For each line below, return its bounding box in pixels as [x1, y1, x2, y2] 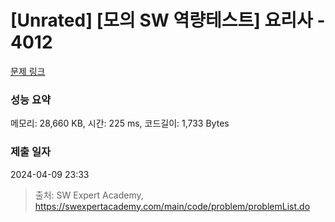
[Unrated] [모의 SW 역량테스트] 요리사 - [10, 9, 326, 32]
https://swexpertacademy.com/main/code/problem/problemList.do [34, 200, 311, 212]
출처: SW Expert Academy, [34, 189, 144, 201]
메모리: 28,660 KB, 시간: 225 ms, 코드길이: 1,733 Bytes [10, 117, 230, 130]
